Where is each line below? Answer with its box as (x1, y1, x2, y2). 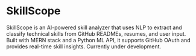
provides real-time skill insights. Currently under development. (6, 43, 162, 50)
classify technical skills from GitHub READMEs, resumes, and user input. (6, 30, 186, 37)
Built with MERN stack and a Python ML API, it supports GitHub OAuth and (6, 36, 191, 43)
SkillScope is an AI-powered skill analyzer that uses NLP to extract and (6, 24, 182, 31)
